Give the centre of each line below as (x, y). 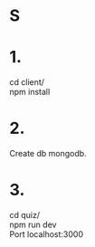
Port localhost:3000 (47, 234)
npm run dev (33, 224)
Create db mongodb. (48, 154)
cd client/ (27, 82)
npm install (30, 92)
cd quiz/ (25, 215)
